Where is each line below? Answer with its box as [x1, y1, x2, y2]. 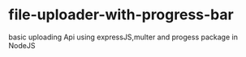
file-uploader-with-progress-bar [8, 6, 234, 24]
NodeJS [8, 40, 36, 50]
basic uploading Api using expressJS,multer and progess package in [8, 32, 238, 42]
